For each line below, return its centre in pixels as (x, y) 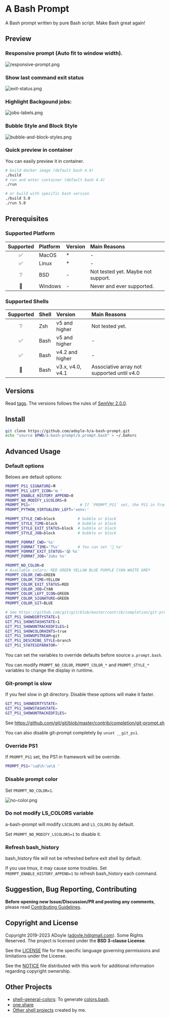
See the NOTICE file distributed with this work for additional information (80, 966)
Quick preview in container (39, 150)
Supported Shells (27, 301)
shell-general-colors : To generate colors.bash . (61, 999)
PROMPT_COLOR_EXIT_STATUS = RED (37, 584)
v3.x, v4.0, (69, 367)
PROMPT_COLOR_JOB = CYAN (29, 589)
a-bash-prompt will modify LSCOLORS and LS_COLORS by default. (70, 824)
